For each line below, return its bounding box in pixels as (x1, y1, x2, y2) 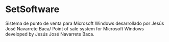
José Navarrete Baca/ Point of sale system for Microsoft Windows (5, 25, 144, 31)
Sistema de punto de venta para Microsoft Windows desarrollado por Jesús (5, 20, 164, 26)
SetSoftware (5, 4, 60, 15)
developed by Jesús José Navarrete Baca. (5, 31, 94, 37)
